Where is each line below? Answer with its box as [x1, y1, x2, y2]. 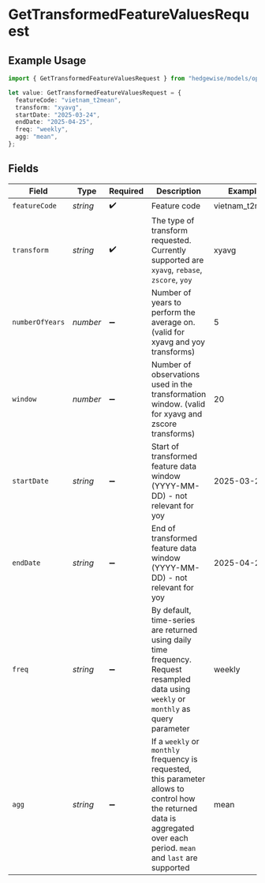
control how [151, 793, 196, 804]
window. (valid [151, 398, 206, 410]
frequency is [151, 754, 198, 765]
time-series [151, 614, 196, 625]
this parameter [151, 773, 206, 784]
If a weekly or [151, 735, 200, 746]
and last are [151, 852, 199, 863]
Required [109, 185, 144, 196]
